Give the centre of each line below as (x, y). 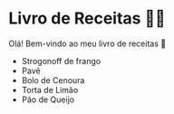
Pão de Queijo (48, 100)
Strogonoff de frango (61, 61)
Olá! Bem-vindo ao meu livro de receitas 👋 (87, 43)
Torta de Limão (50, 90)
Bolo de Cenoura (53, 80)
